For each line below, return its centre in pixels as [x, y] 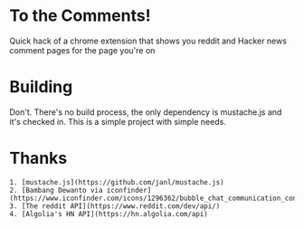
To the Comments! [80, 16]
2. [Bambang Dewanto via [56, 190]
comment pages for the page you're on [82, 50]
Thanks [38, 158]
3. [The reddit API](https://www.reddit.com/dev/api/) [115, 206]
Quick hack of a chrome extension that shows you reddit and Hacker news [148, 41]
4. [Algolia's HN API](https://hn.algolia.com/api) [109, 214]
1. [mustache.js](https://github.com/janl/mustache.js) [117, 182]
